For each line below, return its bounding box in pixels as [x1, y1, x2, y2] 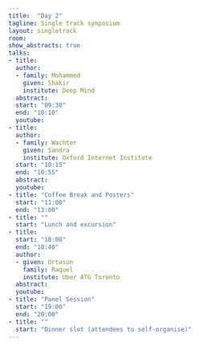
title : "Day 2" [8, 11, 63, 20]
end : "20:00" [15, 310, 59, 318]
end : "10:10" [15, 109, 59, 117]
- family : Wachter [15, 138, 78, 147]
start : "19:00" [15, 303, 67, 311]
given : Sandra [22, 146, 70, 154]
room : [8, 34, 26, 43]
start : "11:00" [15, 198, 67, 206]
